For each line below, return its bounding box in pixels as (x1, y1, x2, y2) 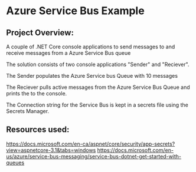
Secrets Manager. (6, 108, 49, 114)
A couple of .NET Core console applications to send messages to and (6, 43, 175, 50)
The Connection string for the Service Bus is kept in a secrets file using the (6, 101, 189, 108)
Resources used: (6, 125, 70, 135)
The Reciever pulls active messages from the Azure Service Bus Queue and (6, 84, 190, 91)
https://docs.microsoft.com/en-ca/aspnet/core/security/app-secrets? (6, 140, 175, 147)
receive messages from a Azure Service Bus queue (6, 49, 131, 57)
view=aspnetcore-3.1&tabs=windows (6, 146, 96, 154)
